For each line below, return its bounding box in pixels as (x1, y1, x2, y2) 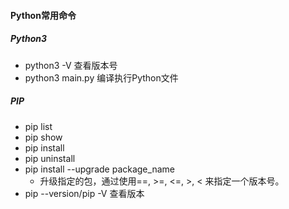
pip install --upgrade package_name (24, 163, 175, 175)
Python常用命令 (10, 9, 77, 21)
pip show (24, 131, 63, 143)
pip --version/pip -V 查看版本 (24, 187, 145, 199)
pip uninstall (24, 152, 76, 164)
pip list (24, 120, 53, 132)
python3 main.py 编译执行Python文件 (24, 71, 179, 84)
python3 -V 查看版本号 (24, 59, 118, 71)
